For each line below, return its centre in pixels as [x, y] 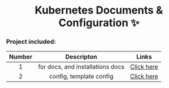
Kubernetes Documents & [99, 10]
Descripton [81, 57]
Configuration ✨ [99, 23]
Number [21, 57]
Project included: [31, 42]
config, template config [81, 76]
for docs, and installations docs [81, 67]
